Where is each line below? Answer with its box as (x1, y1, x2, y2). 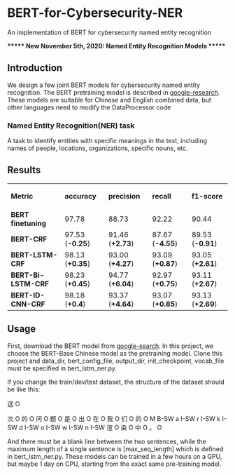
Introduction (7, 62, 63, 74)
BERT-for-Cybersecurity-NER (7, 5, 183, 21)
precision (108, 191, 141, 201)
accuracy (64, 191, 97, 201)
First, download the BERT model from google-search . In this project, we (7, 342, 214, 350)
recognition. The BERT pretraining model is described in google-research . (7, 88, 220, 96)
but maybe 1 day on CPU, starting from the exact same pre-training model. (7, 460, 222, 468)
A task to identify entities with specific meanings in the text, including (7, 137, 208, 145)
